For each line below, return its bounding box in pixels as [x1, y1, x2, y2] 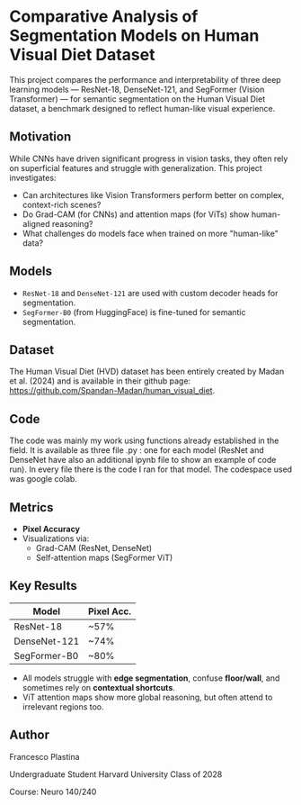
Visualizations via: [22, 533, 90, 544]
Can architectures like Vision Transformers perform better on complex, [22, 189, 285, 200]
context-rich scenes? [22, 199, 102, 210]
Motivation [9, 129, 72, 145]
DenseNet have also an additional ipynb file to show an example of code [9, 455, 277, 466]
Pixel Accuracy [22, 524, 81, 534]
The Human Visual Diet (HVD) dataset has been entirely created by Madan [9, 366, 285, 377]
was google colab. [9, 474, 78, 484]
